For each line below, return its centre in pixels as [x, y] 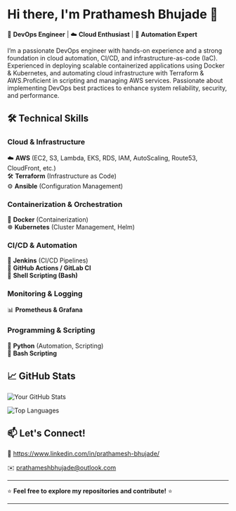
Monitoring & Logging [45, 294]
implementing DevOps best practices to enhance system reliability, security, [117, 88]
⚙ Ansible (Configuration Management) [65, 186]
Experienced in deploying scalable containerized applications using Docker [116, 65]
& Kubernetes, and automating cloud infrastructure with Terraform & [106, 72]
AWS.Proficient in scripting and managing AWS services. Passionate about [115, 80]
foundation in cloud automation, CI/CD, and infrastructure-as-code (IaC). [112, 58]
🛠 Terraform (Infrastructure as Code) [62, 176]
